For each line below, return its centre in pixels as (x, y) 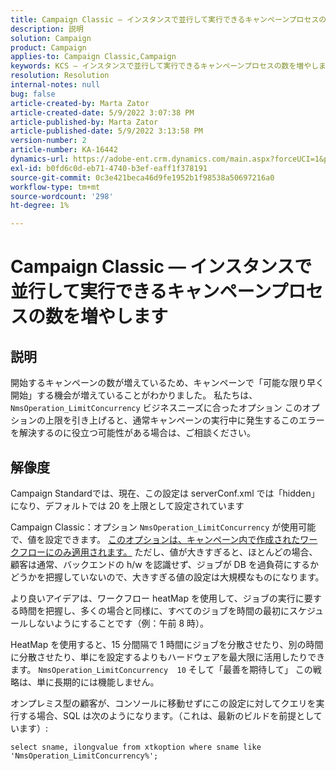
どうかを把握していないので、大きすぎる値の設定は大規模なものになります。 (167, 577)
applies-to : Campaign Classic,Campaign (93, 57)
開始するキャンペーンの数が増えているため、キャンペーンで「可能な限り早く (167, 383)
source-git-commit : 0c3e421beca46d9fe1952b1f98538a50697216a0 (142, 177)
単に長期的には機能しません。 (98, 682)
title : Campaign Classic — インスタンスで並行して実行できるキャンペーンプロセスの (168, 19)
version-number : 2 (48, 141)
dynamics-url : (40, 159)
